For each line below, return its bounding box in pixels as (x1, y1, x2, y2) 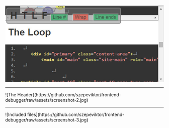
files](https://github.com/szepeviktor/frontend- (27, 111, 125, 118)
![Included (5, 111, 27, 118)
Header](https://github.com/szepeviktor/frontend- (17, 92, 122, 98)
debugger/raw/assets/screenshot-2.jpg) (5, 97, 89, 103)
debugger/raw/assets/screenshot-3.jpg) (5, 117, 89, 123)
